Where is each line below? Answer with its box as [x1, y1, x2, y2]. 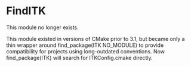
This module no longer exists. [6, 24, 79, 31]
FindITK [6, 4, 46, 18]
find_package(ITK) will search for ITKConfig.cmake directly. [6, 54, 153, 61]
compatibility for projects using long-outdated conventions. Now [6, 47, 165, 55]
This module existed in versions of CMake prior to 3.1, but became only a [6, 35, 185, 42]
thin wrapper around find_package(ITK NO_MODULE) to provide [6, 42, 164, 49]
